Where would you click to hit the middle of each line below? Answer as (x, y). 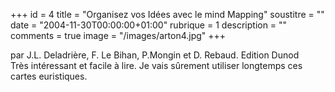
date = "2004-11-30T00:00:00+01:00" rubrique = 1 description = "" (149, 25)
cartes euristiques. (49, 76)
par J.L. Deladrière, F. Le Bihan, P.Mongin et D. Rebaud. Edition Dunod (155, 55)
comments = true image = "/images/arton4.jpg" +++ (118, 35)
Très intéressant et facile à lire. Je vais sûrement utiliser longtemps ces (156, 65)
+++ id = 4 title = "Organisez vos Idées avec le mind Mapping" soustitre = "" (167, 14)
